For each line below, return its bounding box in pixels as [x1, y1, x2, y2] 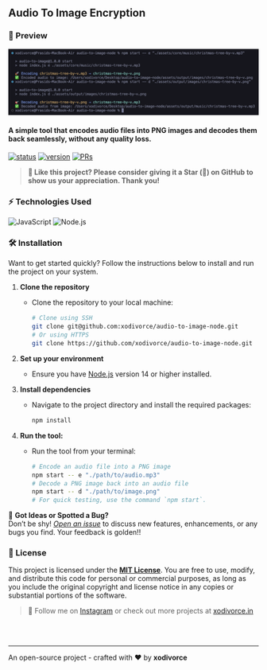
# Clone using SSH [31, 314, 93, 322]
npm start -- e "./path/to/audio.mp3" [31, 471, 161, 479]
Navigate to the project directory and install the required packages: [31, 399, 252, 409]
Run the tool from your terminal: [31, 446, 137, 456]
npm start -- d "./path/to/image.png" [31, 488, 161, 496]
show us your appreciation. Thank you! [27, 175, 161, 185]
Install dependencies [19, 384, 91, 394]
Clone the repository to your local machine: [31, 298, 173, 307]
